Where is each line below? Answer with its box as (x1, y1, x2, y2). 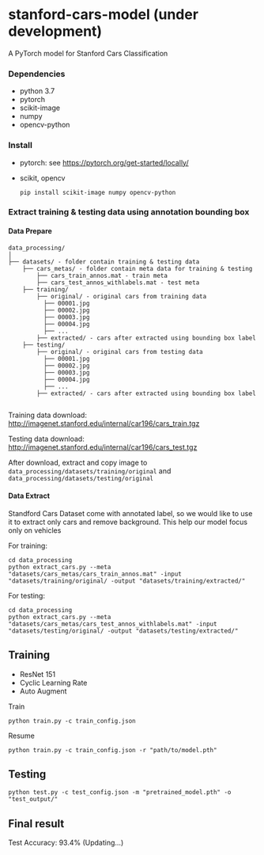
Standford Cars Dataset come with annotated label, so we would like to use (8, 508, 253, 518)
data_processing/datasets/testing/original (8, 474, 154, 482)
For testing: (8, 591, 46, 600)
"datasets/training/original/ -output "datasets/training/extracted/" (8, 576, 246, 585)
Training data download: (8, 410, 87, 420)
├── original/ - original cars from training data (36, 292, 207, 300)
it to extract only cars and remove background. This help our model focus (8, 517, 247, 526)
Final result (8, 817, 65, 830)
